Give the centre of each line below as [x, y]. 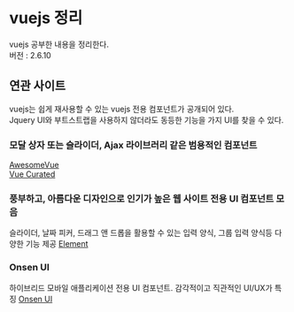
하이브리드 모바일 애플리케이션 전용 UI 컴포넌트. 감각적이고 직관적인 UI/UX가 [141, 287]
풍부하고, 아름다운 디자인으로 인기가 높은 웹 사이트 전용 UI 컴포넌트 [142, 198]
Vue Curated [32, 174]
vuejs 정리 [46, 18]
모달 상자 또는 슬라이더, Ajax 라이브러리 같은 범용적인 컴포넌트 [133, 145]
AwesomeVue [34, 165]
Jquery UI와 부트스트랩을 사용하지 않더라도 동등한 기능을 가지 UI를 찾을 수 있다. [147, 119]
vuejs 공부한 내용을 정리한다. [59, 44]
